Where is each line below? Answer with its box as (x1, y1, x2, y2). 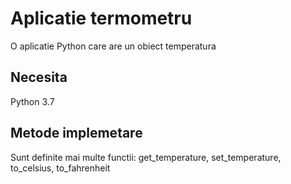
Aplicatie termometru (10, 7, 193, 30)
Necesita (10, 69, 68, 86)
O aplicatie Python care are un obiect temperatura (10, 40, 217, 52)
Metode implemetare (10, 125, 143, 142)
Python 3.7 (10, 95, 55, 107)
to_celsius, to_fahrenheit (10, 162, 111, 174)
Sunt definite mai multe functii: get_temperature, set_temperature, (10, 151, 282, 163)
